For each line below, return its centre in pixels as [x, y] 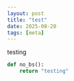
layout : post [26, 13]
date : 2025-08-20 [32, 26]
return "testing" [44, 71]
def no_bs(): [26, 65]
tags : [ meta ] [26, 33]
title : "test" [27, 20]
